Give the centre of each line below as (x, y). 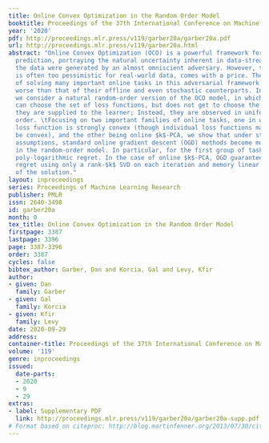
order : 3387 (28, 254)
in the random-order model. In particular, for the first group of (130, 150)
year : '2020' (30, 30)
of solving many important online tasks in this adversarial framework (138, 83)
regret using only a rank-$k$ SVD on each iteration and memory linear (138, 165)
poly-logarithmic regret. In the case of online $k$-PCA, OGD (121, 157)
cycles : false (32, 262)
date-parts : (36, 374)
